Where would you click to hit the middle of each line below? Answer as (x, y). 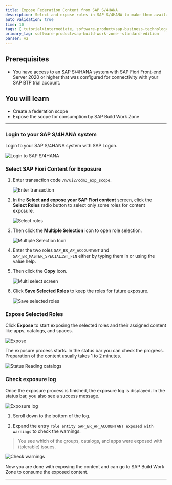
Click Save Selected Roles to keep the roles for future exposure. (81, 291)
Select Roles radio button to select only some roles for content (79, 205)
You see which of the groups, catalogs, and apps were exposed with (90, 441)
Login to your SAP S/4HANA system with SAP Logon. (61, 145)
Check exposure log (31, 379)
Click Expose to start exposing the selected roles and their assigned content (86, 325)
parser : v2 (17, 39)
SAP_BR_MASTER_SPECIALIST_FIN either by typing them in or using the (84, 256)
